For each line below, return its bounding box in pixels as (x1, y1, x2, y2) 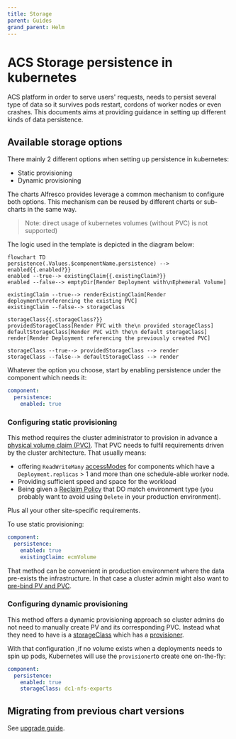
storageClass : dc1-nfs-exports (20, 685, 113, 693)
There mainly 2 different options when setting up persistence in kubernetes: (7, 155, 229, 163)
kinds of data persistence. (7, 115, 84, 124)
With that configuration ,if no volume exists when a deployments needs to (7, 644, 223, 652)
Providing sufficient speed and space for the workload (17, 478, 177, 486)
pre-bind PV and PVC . (7, 581, 72, 590)
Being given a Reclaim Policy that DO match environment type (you (17, 485, 214, 494)
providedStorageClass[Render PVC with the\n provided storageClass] (7, 323, 214, 330)
